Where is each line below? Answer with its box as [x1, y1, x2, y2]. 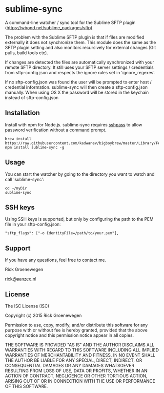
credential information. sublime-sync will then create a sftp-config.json [5, 84, 148, 90]
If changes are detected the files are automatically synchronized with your [5, 59, 155, 65]
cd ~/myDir [5, 186, 27, 191]
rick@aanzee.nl [5, 276, 37, 282]
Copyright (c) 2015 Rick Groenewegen [5, 312, 82, 318]
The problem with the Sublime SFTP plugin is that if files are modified [5, 34, 144, 40]
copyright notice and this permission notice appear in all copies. [5, 332, 134, 338]
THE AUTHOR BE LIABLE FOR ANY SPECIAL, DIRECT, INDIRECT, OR [5, 357, 143, 363]
